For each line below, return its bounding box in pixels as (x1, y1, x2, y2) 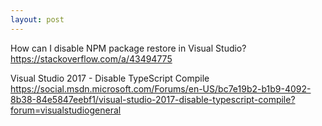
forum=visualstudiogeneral (10, 104, 122, 116)
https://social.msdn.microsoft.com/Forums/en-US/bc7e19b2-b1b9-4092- (10, 82, 312, 95)
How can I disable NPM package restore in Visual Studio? (10, 42, 247, 54)
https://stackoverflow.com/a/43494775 (10, 52, 173, 65)
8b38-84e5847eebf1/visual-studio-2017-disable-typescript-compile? (10, 93, 296, 105)
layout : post (10, 14, 65, 25)
